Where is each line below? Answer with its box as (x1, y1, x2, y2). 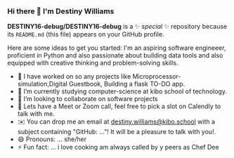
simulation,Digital (17, 80, 68, 88)
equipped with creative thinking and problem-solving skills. (7, 59, 178, 67)
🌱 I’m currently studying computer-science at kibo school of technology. (17, 87, 227, 96)
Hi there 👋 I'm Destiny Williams (7, 6, 115, 16)
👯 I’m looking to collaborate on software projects (17, 95, 158, 103)
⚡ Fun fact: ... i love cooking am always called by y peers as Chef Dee (17, 143, 219, 152)
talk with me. (17, 110, 55, 118)
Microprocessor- (132, 72, 181, 81)
